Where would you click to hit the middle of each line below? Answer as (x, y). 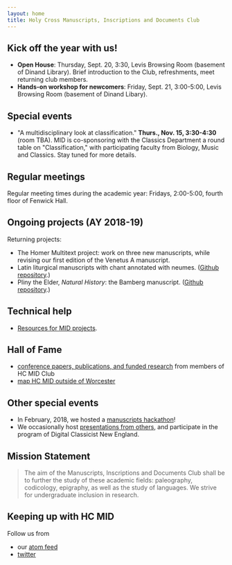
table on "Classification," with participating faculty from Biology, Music (118, 148)
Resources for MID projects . (57, 328)
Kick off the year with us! (62, 48)
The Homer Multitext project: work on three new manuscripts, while (113, 252)
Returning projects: (35, 239)
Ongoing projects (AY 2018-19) (75, 223)
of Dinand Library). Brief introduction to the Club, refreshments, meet (116, 72)
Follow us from (28, 533)
